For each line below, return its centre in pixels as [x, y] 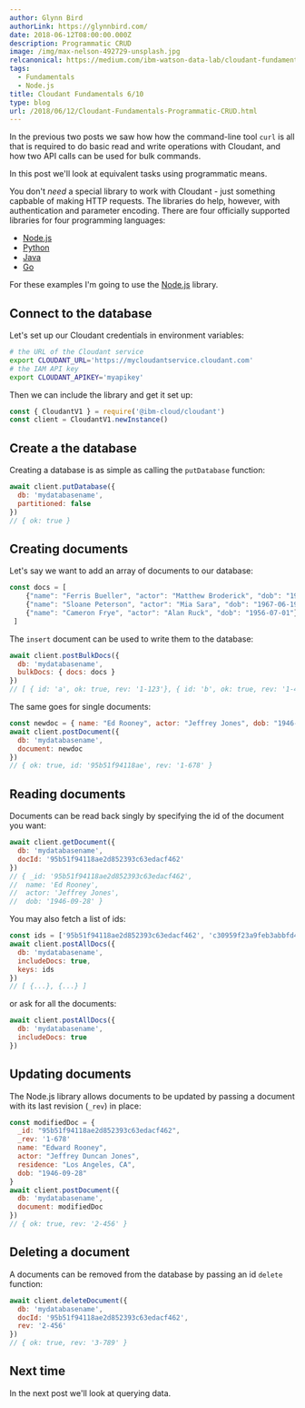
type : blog [30, 102]
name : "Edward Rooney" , [62, 1148]
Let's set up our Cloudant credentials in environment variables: [127, 335]
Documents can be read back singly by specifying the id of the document [147, 816]
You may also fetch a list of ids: [68, 919]
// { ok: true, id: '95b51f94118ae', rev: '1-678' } [111, 765]
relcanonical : [36, 60]
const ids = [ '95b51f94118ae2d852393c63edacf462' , [107, 936]
